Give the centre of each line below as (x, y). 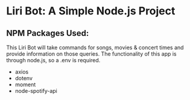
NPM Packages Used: (48, 33)
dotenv (24, 78)
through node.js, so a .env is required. (53, 60)
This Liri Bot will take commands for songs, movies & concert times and (95, 47)
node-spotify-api (36, 91)
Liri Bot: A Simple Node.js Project (91, 11)
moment (25, 84)
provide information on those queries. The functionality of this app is (91, 54)
